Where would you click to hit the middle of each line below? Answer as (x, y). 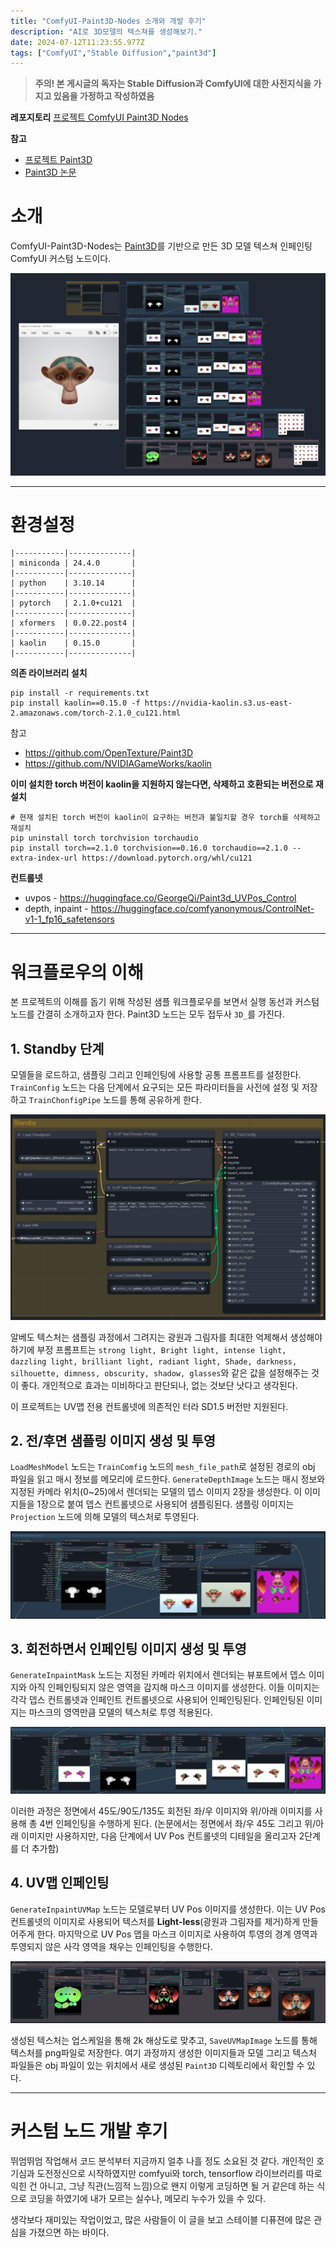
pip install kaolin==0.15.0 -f (75, 703)
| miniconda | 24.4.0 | (73, 563)
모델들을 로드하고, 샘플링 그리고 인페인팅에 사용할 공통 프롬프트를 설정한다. (156, 1075)
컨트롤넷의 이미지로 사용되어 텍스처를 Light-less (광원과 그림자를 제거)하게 (155, 1921)
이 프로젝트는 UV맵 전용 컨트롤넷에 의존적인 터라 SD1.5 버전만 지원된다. (149, 1406)
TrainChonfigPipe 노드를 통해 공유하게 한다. (115, 1100)
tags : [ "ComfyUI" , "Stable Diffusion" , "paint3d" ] (113, 53)
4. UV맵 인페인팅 (60, 1883)
